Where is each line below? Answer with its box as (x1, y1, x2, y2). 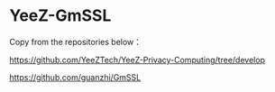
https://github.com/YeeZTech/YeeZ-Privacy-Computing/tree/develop (9, 54, 266, 65)
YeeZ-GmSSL (9, 5, 112, 26)
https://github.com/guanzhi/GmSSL (9, 71, 142, 82)
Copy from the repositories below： (9, 36, 142, 47)
